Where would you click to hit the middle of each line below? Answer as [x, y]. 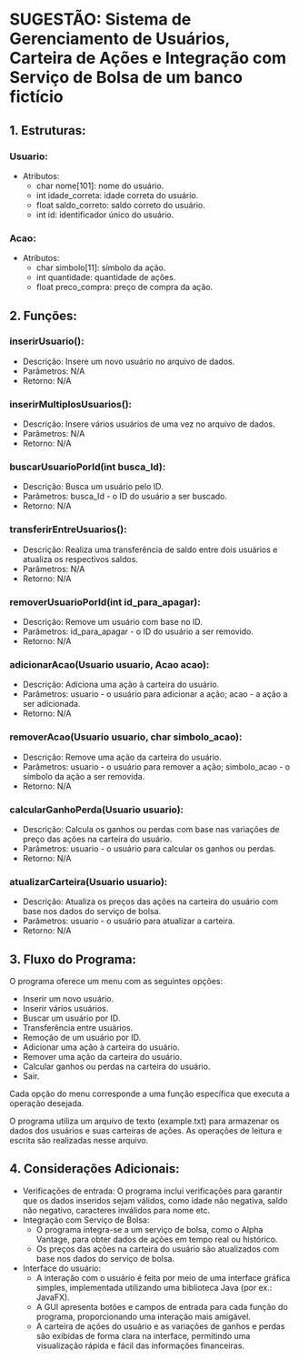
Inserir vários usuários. [65, 1009]
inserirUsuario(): [47, 341]
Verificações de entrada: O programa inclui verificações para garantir [153, 1191]
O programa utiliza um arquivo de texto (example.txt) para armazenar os [145, 1121]
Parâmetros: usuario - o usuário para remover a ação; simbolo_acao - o [156, 766]
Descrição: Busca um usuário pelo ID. [93, 487]
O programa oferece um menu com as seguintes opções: [116, 982]
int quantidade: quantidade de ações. [106, 277]
